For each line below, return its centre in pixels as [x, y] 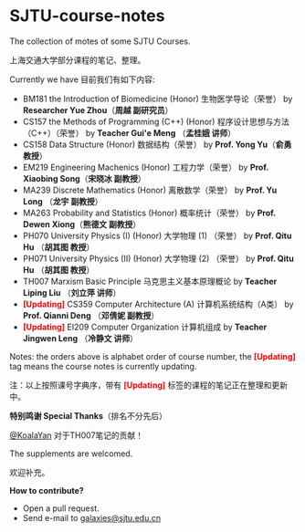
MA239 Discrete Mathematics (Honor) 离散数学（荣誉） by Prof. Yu [150, 190]
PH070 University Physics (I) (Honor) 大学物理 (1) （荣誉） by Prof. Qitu [157, 235]
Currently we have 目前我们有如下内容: [82, 79]
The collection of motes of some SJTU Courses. [100, 41]
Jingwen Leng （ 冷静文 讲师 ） [80, 338]
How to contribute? [47, 490]
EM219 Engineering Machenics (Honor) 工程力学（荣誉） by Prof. [146, 167]
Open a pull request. [61, 508]
